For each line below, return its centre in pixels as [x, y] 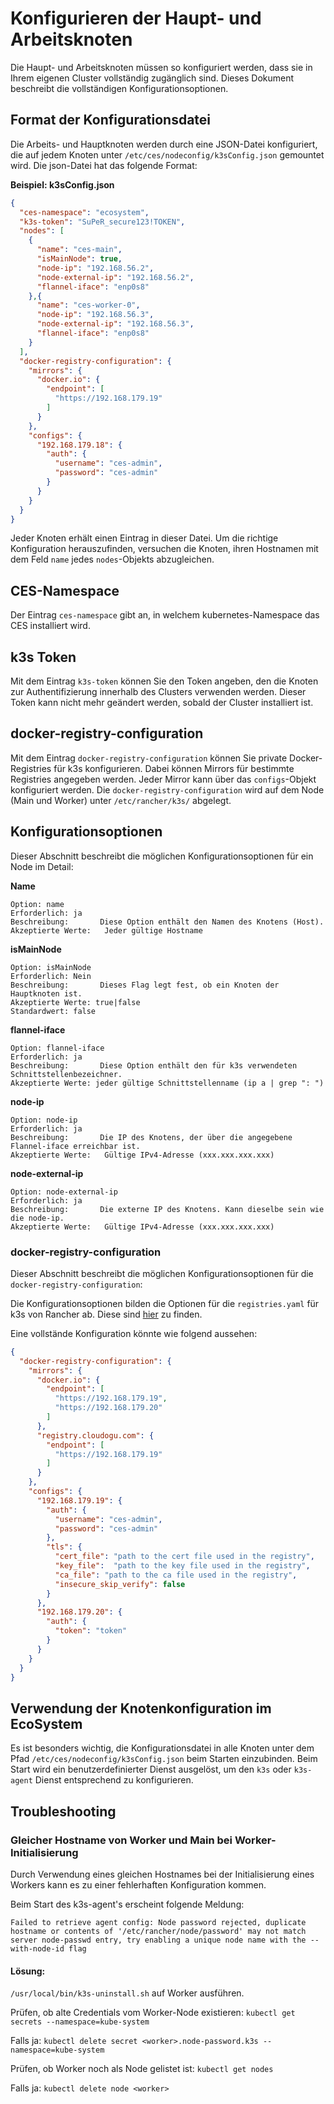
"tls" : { [64, 1547]
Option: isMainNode [51, 967]
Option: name [37, 904]
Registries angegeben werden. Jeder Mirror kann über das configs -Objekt [163, 779]
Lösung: [28, 1971]
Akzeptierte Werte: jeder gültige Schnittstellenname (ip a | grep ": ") [167, 1083]
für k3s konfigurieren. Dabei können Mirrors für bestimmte [174, 768]
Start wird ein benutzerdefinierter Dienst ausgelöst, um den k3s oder [151, 1769]
